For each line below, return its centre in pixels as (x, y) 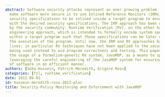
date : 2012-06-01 (23, 78)
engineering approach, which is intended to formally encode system (81, 32)
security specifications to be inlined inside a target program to (80, 19)
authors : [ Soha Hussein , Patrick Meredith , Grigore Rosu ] (66, 69)
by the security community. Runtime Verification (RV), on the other (82, 28)
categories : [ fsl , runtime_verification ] (48, 73)
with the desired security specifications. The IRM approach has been (83, 23)
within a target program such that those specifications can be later (83, 37)
